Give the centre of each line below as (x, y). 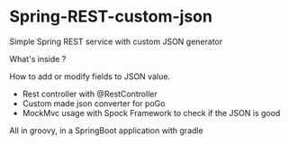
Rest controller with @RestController (90, 94)
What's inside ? (38, 59)
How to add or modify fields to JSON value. (90, 76)
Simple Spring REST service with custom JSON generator (116, 41)
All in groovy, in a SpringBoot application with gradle (107, 130)
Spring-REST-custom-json (111, 17)
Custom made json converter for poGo (94, 103)
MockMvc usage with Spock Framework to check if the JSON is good (151, 113)
